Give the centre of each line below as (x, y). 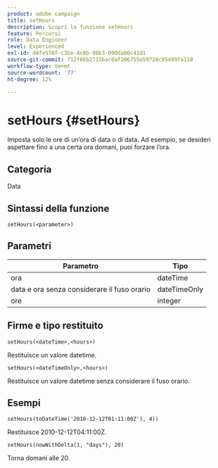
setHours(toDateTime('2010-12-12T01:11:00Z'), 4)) (83, 419)
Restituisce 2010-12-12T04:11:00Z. (57, 432)
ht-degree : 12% (30, 79)
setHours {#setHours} (74, 120)
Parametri (29, 246)
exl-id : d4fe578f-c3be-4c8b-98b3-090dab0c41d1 (77, 53)
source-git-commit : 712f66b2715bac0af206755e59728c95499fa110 (100, 60)
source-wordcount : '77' (42, 72)
